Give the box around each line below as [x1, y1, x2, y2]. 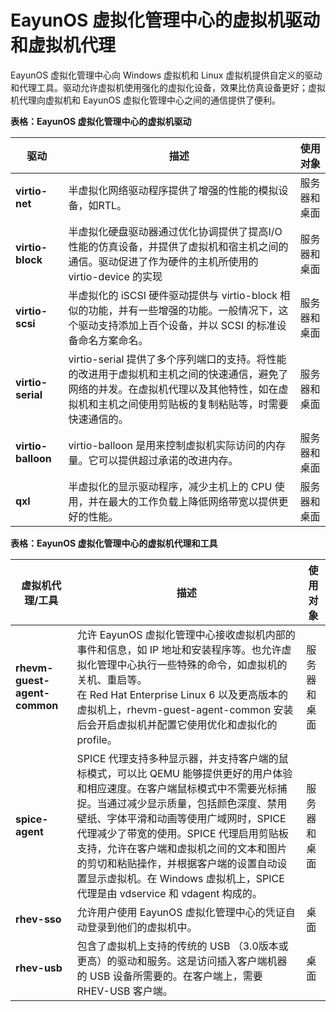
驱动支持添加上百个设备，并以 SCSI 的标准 [78, 318, 277, 332]
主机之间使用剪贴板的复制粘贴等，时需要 [98, 397, 289, 411]
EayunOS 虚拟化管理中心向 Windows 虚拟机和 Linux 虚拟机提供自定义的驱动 [10, 69, 323, 81]
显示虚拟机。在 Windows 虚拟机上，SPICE [86, 871, 285, 885]
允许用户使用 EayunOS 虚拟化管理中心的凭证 [76, 905, 286, 919]
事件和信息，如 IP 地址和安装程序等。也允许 [76, 642, 282, 656]
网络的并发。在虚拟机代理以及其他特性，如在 [68, 382, 279, 396]
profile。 [76, 732, 118, 746]
